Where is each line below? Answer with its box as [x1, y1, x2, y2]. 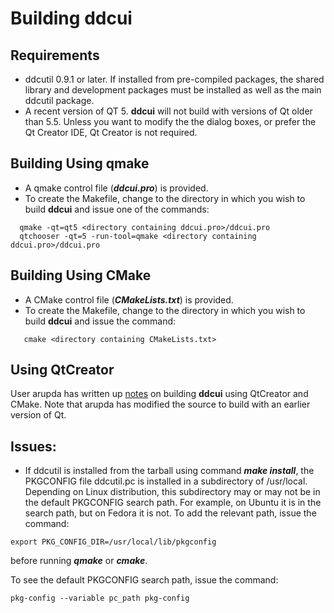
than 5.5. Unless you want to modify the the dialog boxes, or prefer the [24, 116, 317, 127]
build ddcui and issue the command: [24, 315, 177, 327]
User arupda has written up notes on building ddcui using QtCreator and [10, 388, 309, 400]
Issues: [10, 438, 57, 455]
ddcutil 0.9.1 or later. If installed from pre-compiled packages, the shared [24, 73, 325, 85]
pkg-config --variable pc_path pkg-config [10, 593, 190, 604]
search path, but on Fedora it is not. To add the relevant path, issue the [24, 507, 317, 519]
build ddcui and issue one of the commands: [24, 203, 210, 215]
